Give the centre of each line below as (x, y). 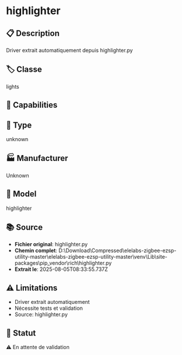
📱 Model (21, 194)
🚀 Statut (21, 333)
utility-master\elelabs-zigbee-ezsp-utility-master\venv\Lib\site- (91, 257)
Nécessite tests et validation (49, 308)
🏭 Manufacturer (37, 158)
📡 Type (19, 125)
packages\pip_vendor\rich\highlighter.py (63, 263)
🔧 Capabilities (32, 105)
